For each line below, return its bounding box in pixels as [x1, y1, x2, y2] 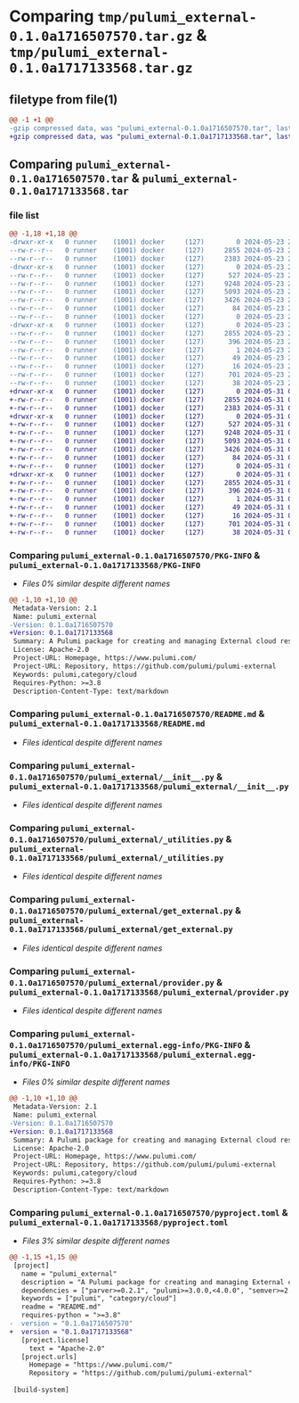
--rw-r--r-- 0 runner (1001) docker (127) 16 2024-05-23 [9, 362, 285, 371]
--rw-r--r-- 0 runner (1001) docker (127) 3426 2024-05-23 [9, 296, 285, 305]
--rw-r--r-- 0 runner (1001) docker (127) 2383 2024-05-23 [9, 254, 285, 263]
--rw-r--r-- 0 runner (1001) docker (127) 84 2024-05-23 [9, 304, 285, 313]
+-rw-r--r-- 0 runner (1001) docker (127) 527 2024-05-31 [9, 420, 285, 429]
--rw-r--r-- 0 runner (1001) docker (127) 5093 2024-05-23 [9, 287, 285, 296]
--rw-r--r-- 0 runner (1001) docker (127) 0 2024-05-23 [9, 312, 285, 322]
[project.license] [20, 1335, 90, 1344]
